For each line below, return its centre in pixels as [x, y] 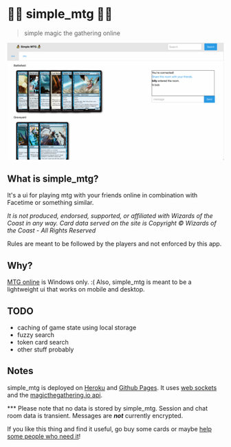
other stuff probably [45, 349]
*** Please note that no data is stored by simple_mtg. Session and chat [108, 408]
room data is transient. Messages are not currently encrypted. [95, 415]
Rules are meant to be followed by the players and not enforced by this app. [114, 244]
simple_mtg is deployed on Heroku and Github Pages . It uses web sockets [112, 387]
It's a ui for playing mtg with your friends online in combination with [102, 195]
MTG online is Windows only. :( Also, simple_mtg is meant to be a [99, 282]
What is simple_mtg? [53, 179]
